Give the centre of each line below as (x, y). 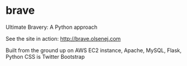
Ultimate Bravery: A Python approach (52, 27)
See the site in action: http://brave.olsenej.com (63, 38)
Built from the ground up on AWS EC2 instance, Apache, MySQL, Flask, (94, 50)
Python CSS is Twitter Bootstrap (45, 56)
